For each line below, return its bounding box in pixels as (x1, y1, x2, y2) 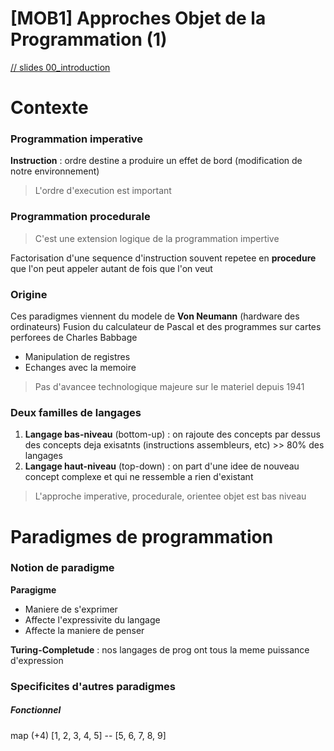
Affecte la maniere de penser (24, 624, 145, 636)
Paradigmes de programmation (10, 525, 274, 548)
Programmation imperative (10, 132, 144, 146)
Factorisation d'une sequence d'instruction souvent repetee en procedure (10, 252, 317, 264)
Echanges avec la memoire (24, 362, 137, 374)
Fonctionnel (10, 704, 62, 716)
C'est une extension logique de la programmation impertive (34, 232, 280, 244)
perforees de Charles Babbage (10, 332, 138, 344)
